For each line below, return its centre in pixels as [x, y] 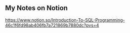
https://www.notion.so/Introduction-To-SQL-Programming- [65, 20]
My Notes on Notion [37, 8]
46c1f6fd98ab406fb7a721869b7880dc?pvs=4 [52, 25]
